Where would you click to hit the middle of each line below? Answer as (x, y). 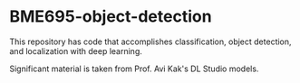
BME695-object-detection (111, 17)
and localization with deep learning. (76, 51)
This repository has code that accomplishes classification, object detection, (150, 41)
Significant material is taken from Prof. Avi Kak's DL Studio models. (134, 69)
